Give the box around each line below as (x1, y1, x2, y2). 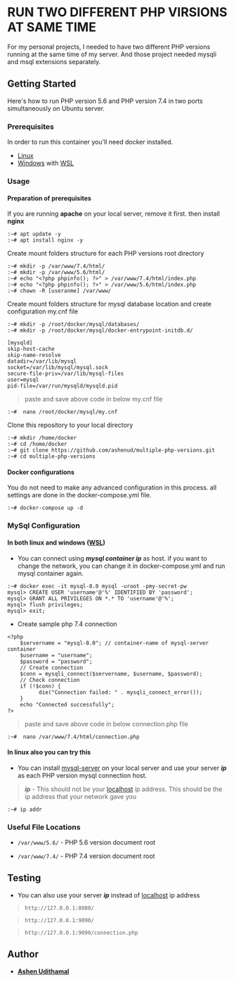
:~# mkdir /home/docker (7, 435, 77, 442)
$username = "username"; (20, 652, 93, 659)
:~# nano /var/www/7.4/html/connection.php (7, 733, 140, 740)
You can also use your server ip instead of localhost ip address (17, 890, 200, 899)
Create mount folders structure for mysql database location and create (7, 300, 212, 309)
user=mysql (7, 376, 39, 384)
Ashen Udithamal (17, 967, 70, 976)
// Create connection (20, 664, 83, 671)
